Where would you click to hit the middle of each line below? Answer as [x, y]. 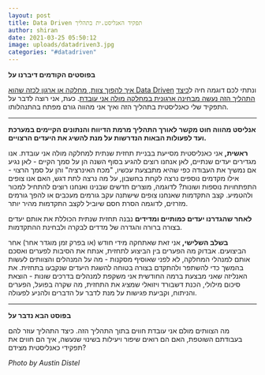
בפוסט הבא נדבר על [40, 315]
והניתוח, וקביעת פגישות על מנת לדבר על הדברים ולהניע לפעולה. [103, 292]
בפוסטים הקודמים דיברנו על [52, 75]
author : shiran [33, 30]
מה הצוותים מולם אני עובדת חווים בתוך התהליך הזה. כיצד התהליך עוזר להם [119, 331]
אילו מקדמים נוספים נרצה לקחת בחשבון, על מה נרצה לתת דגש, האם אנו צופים [123, 178]
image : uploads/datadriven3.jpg [61, 45]
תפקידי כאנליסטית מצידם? [47, 347]
